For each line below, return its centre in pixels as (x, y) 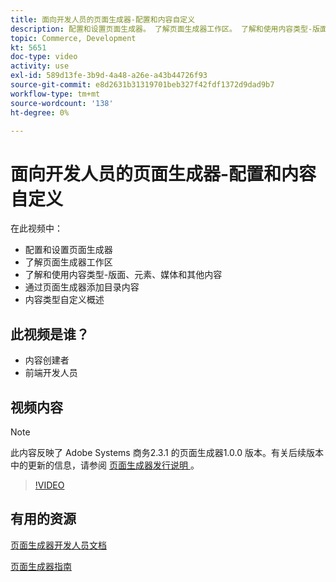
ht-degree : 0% (40, 112)
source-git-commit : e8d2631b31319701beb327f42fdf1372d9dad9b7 (142, 85)
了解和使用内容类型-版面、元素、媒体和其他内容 (123, 275)
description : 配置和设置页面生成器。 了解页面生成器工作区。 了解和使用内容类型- (161, 29)
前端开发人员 (51, 373)
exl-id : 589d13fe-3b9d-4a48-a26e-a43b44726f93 (109, 76)
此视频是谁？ (50, 334)
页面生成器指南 (41, 566)
